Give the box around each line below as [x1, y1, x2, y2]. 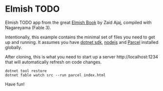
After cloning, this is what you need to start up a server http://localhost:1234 [5, 54, 159, 59]
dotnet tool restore [5, 68, 47, 73]
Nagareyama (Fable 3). [5, 24, 51, 30]
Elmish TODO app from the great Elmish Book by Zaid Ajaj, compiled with [5, 19, 152, 25]
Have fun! [5, 81, 25, 87]
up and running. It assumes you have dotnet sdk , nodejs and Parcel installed [5, 39, 159, 45]
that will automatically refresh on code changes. [5, 59, 102, 65]
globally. [5, 44, 22, 50]
